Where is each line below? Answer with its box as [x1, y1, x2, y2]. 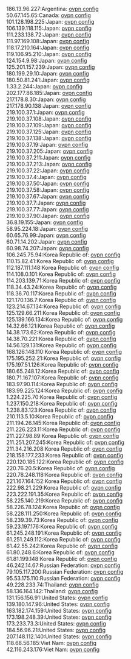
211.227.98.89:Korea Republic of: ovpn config [6, 432, 119, 439]
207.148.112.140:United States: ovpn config [6, 633, 112, 640]
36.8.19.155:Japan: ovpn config [6, 219, 84, 226]
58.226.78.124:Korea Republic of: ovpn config [6, 504, 120, 510]
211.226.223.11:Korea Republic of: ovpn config [6, 426, 121, 433]
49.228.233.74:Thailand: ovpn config [6, 581, 99, 588]
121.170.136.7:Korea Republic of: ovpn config [6, 297, 116, 303]
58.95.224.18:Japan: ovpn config [6, 225, 89, 232]
